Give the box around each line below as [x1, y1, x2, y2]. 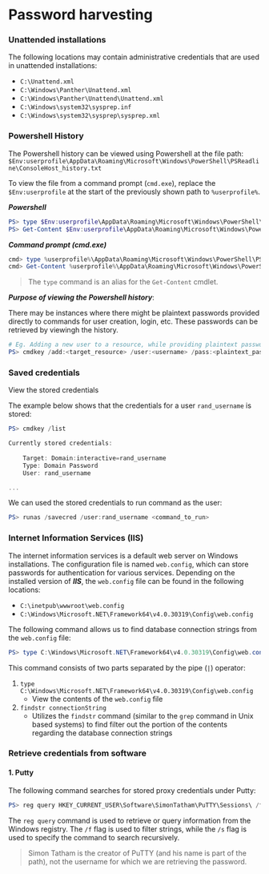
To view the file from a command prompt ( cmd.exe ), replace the [8, 178, 216, 187]
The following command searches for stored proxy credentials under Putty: [8, 785, 256, 795]
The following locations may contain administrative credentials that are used [8, 52, 260, 62]
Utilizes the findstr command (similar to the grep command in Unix [31, 711, 254, 720]
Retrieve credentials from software [8, 747, 147, 759]
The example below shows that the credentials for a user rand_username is [8, 401, 252, 410]
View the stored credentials [8, 385, 99, 395]
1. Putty [8, 767, 34, 778]
